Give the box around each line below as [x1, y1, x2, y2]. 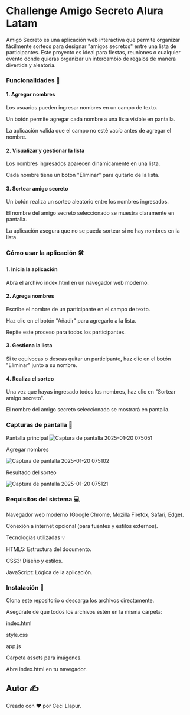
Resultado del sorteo [6, 469, 57, 476]
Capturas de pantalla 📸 [6, 421, 73, 429]
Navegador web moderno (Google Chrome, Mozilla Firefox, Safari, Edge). [6, 511, 184, 518]
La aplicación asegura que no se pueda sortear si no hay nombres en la [6, 227, 180, 234]
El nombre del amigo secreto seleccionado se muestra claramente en [6, 210, 175, 217]
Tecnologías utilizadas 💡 [6, 534, 65, 541]
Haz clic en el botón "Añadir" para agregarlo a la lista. [6, 317, 137, 324]
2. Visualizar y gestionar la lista [6, 147, 85, 154]
